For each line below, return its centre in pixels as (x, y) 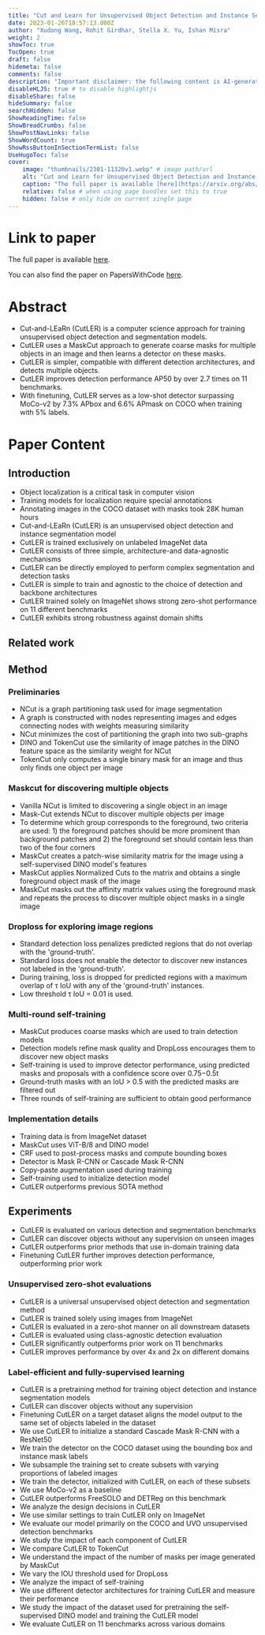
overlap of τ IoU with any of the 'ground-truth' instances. (112, 986)
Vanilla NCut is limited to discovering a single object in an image (123, 805)
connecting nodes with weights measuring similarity (104, 726)
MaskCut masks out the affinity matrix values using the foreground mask (138, 889)
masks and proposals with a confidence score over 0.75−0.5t (119, 1073)
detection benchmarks (56, 1532)
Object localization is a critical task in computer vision (107, 492)
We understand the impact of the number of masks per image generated (137, 1557)
